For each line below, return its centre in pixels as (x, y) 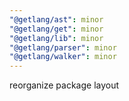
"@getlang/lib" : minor (56, 38)
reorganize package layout (64, 85)
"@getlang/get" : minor (56, 29)
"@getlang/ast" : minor (56, 19)
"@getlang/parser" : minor (63, 47)
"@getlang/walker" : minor (63, 57)
